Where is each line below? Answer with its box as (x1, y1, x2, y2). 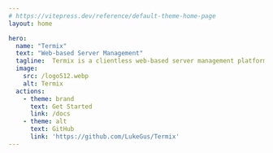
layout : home (8, 20, 53, 28)
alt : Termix (23, 79, 63, 88)
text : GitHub (29, 125, 75, 133)
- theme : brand (23, 94, 75, 103)
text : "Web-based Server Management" (15, 50, 144, 58)
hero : (8, 34, 27, 42)
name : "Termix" (15, 42, 67, 50)
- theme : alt (23, 117, 67, 126)
